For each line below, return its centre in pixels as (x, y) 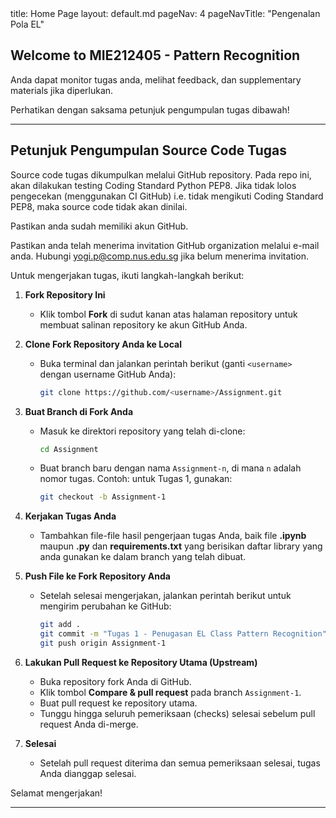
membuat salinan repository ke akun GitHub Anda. (143, 324)
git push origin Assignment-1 (103, 643)
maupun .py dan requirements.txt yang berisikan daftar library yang (181, 546)
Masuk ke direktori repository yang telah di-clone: (142, 431)
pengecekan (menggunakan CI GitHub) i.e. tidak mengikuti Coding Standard (167, 196)
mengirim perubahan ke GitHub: (105, 606)
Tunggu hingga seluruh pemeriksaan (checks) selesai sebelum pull (177, 713)
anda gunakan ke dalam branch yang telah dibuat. (143, 557)
